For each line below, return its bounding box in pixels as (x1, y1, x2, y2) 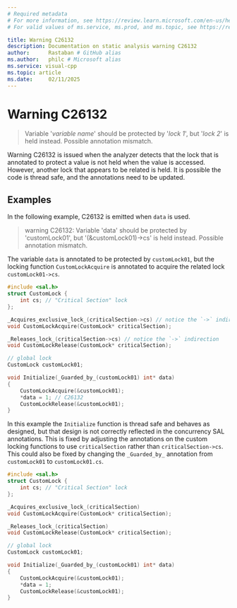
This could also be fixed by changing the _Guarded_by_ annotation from (7, 450, 213, 458)
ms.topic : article (7, 69, 61, 76)
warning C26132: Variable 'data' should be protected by (24, 226, 187, 235)
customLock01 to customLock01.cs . (7, 457, 104, 466)
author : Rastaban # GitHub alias (7, 49, 121, 57)
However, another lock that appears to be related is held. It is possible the (7, 165, 221, 174)
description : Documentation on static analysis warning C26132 (7, 43, 197, 50)
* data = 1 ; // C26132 (20, 394, 83, 401)
